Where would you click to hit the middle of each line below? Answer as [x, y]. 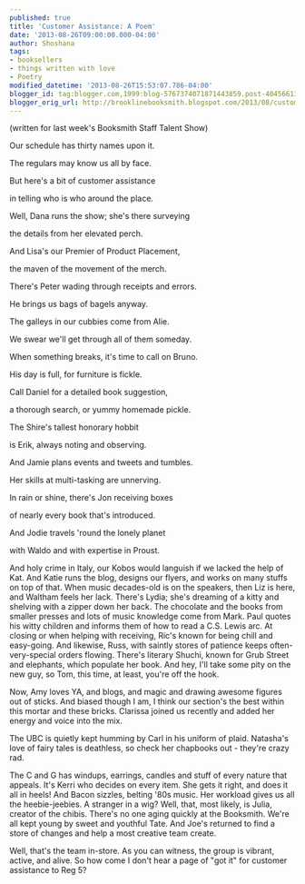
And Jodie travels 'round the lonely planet [88, 533]
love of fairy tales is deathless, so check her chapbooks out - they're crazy [149, 748]
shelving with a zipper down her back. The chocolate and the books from [146, 607]
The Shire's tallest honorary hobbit [74, 427]
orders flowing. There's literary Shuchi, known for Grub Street [173, 655]
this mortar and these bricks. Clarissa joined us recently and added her [142, 711]
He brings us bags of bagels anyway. [79, 304]
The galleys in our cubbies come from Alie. [89, 322]
